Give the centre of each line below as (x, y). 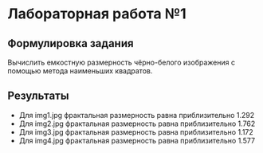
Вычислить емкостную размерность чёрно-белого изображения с (122, 62)
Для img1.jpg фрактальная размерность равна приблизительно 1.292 (137, 115)
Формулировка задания (71, 43)
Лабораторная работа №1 (97, 14)
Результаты (38, 96)
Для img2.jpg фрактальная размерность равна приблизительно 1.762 (137, 124)
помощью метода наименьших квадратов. (80, 71)
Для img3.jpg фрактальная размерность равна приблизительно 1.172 (136, 131)
